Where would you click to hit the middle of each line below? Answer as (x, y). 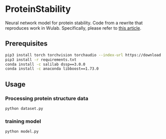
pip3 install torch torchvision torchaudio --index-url (64, 55)
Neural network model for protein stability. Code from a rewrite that (74, 23)
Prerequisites (26, 44)
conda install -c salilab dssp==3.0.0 (45, 64)
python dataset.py (24, 108)
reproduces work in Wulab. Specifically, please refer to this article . (73, 28)
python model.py (22, 132)
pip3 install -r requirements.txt (41, 60)
